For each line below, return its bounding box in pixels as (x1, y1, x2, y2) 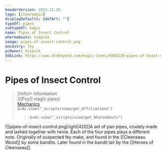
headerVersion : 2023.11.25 (5, 7, 61, 12)
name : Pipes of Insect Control (5, 30, 70, 35)
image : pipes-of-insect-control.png (5, 39, 81, 44)
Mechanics (17, 101, 40, 107)
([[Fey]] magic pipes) (17, 96, 60, 102)
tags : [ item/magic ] (5, 12, 45, 17)
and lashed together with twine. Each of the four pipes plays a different (5, 129, 150, 135)
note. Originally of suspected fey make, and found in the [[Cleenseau (5, 134, 146, 140)
